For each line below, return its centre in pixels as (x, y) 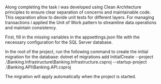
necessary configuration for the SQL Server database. (59, 42)
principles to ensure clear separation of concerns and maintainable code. (78, 12)
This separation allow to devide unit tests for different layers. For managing (80, 17)
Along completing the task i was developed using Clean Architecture (73, 7)
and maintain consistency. (31, 28)
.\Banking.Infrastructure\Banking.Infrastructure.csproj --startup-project (76, 62)
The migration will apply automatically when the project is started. (71, 76)
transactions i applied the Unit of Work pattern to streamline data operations (81, 22)
